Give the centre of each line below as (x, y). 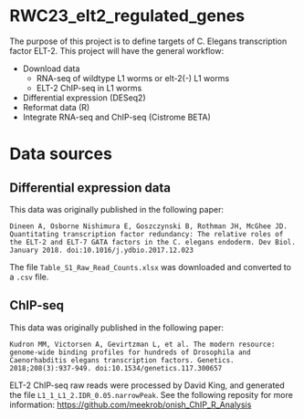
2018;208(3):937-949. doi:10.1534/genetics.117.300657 (116, 368)
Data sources (61, 154)
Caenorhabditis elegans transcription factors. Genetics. (122, 360)
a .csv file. (29, 277)
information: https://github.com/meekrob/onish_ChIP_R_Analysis (131, 404)
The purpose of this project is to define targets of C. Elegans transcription (148, 41)
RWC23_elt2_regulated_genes (127, 16)
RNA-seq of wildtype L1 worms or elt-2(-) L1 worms (133, 78)
